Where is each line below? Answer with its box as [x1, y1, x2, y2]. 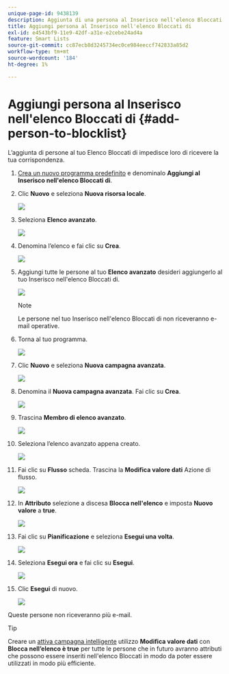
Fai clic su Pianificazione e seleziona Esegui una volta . [17, 532, 175, 540]
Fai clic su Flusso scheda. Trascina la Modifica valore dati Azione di [17, 465, 211, 473]
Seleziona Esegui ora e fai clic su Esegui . [17, 558, 135, 566]
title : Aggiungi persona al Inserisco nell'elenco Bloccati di [8, 23, 192, 29]
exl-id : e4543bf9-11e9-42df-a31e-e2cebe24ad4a [8, 29, 143, 36]
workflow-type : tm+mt [8, 49, 70, 55]
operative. [31, 321, 60, 329]
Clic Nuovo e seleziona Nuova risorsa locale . [17, 189, 146, 197]
